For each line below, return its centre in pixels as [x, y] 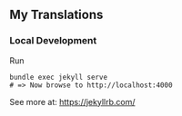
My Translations [56, 15]
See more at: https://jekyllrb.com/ [72, 101]
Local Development [53, 41]
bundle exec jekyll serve [58, 77]
